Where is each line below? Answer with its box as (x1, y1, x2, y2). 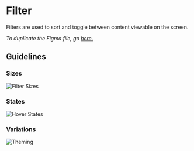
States (6, 97, 25, 105)
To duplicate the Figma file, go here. (6, 35, 93, 42)
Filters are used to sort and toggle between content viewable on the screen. (6, 23, 189, 30)
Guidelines (6, 52, 46, 62)
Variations (6, 125, 36, 133)
